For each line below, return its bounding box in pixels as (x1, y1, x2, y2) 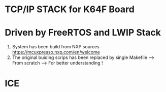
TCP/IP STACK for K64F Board (5, 4, 135, 15)
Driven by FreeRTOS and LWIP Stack (5, 27, 161, 39)
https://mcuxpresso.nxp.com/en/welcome (12, 49, 100, 55)
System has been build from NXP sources (12, 44, 99, 50)
